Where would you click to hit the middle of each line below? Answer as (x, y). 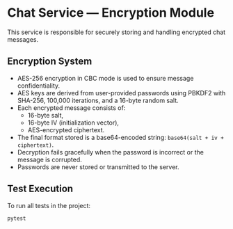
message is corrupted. (49, 159)
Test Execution (40, 189)
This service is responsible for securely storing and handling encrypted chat (116, 32)
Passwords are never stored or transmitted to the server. (98, 167)
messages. (23, 39)
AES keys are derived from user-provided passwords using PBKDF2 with (121, 93)
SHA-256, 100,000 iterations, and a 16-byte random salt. (98, 100)
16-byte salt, (46, 115)
